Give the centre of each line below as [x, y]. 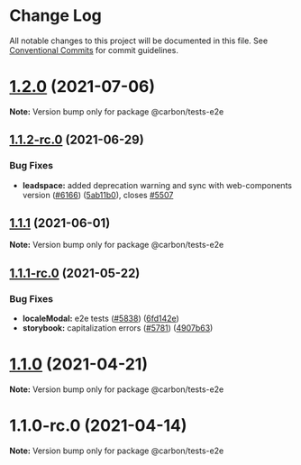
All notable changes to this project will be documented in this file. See [139, 41]
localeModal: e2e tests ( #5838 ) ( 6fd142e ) [101, 319]
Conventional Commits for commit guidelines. [94, 50]
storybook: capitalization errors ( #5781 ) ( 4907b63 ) [118, 328]
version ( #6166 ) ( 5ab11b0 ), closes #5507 [98, 195]
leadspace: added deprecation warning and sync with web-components [157, 185]
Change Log [55, 16]
